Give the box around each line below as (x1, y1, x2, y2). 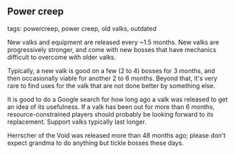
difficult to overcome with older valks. (7, 53, 116, 61)
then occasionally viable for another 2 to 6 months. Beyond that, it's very (7, 74, 217, 82)
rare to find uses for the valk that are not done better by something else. (7, 81, 215, 90)
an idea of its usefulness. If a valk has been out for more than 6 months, (7, 102, 215, 111)
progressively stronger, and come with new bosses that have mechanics (7, 45, 217, 53)
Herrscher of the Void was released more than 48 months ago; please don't (7, 131, 226, 139)
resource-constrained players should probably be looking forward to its (7, 110, 214, 118)
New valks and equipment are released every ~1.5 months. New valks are (7, 38, 220, 46)
